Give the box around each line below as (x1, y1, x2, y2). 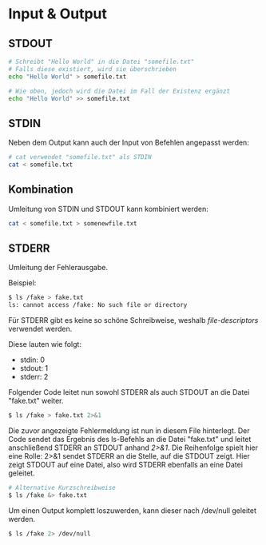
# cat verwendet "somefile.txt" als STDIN (8, 153, 152, 161)
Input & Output (8, 5, 108, 23)
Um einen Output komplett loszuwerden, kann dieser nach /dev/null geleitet (8, 505, 257, 515)
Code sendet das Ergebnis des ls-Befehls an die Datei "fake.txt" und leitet (8, 435, 252, 444)
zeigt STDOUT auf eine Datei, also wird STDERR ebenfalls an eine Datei (8, 460, 244, 470)
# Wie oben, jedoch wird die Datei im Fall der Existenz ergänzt (8, 87, 230, 95)
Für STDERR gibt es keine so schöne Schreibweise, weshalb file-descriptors (8, 316, 259, 325)
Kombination (8, 183, 73, 197)
